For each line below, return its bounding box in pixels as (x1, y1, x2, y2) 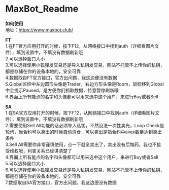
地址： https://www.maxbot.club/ (5, 26, 74, 33)
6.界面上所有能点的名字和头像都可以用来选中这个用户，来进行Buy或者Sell (5, 93, 158, 99)
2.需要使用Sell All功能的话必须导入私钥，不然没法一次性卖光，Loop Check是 (5, 122, 164, 128)
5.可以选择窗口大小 (5, 160, 45, 166)
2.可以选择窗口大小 (5, 55, 45, 61)
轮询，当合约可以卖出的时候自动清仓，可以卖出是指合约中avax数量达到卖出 (5, 129, 162, 135)
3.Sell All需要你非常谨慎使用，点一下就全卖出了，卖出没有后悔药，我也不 (5, 141, 157, 147)
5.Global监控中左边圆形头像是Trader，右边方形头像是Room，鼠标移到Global (5, 81, 164, 87)
